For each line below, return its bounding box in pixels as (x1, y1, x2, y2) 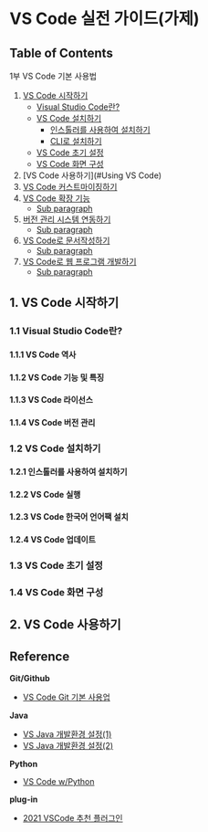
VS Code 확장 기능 (22, 193, 91, 204)
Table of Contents (9, 45, 114, 60)
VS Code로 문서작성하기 (22, 235, 110, 246)
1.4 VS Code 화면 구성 (9, 585, 104, 598)
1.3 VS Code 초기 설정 (9, 559, 103, 572)
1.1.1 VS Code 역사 (9, 349, 77, 360)
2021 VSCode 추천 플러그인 (22, 813, 123, 824)
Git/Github (9, 673, 50, 684)
